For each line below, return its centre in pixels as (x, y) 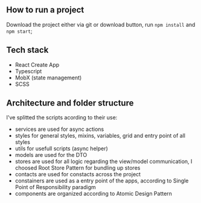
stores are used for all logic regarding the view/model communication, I (104, 161)
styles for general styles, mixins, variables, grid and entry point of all (100, 136)
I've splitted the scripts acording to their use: (62, 118)
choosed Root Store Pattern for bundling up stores (78, 168)
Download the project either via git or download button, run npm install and (101, 24)
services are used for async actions (59, 129)
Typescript (28, 71)
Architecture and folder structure (70, 103)
